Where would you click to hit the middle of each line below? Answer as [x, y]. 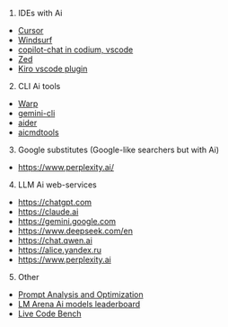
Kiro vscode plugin [53, 68]
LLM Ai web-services [57, 185]
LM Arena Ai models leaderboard [79, 304]
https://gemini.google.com [67, 221]
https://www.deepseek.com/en [75, 231]
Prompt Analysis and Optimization [80, 295]
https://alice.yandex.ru [59, 250]
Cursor [31, 30]
